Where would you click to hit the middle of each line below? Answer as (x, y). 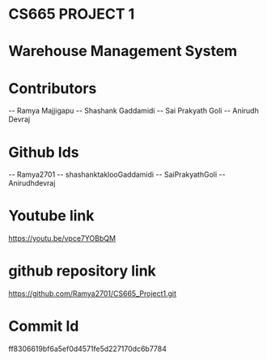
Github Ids (44, 152)
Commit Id (44, 326)
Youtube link (51, 216)
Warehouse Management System (123, 51)
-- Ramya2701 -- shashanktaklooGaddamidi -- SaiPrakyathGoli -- (117, 174)
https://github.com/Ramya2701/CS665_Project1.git (92, 294)
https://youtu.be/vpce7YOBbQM (62, 238)
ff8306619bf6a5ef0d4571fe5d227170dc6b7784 (88, 349)
